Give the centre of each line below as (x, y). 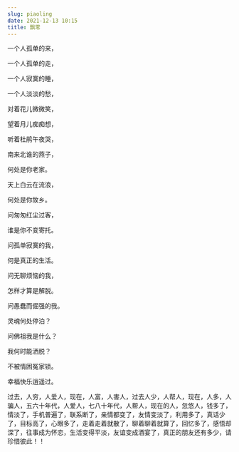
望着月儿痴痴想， (32, 124)
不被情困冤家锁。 (32, 366)
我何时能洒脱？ (29, 351)
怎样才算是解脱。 (32, 291)
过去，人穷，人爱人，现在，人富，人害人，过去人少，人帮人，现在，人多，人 (119, 397)
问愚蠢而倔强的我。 (36, 306)
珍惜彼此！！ (26, 441)
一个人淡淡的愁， (32, 94)
